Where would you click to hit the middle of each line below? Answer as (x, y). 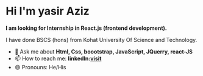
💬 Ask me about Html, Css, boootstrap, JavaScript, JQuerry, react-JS (104, 51)
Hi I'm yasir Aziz (48, 11)
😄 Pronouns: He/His (40, 67)
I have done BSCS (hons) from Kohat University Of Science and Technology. (101, 40)
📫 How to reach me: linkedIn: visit (58, 58)
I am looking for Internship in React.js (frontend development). (86, 28)
